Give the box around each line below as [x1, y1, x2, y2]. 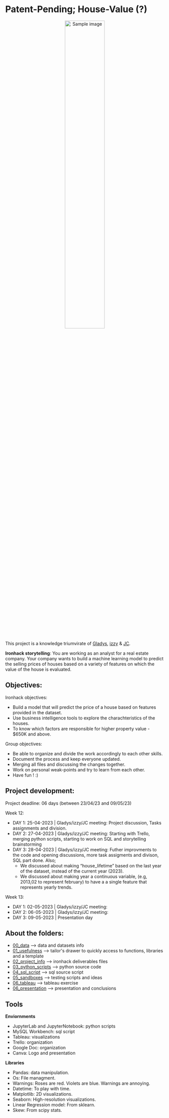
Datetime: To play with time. [12, 1086, 71, 1092]
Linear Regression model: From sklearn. [12, 1102, 95, 1108]
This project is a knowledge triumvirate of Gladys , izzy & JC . [5, 640, 131, 646]
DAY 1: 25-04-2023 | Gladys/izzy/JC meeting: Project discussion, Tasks [12, 819, 161, 825]
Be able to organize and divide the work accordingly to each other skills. [12, 750, 163, 756]
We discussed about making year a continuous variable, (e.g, [20, 873, 147, 880]
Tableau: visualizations [12, 1034, 61, 1040]
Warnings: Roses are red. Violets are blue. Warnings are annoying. [12, 1080, 150, 1087]
